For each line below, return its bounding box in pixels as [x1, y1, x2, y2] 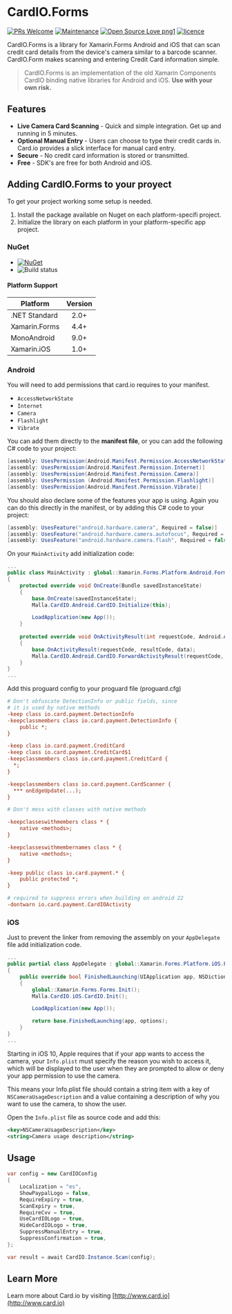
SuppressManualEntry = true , [19, 1228, 104, 1236]
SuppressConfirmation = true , [19, 1235, 107, 1242]
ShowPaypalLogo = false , [19, 1189, 91, 1196]
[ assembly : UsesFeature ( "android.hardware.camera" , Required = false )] [7, 524, 217, 531]
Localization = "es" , [19, 1183, 81, 1191]
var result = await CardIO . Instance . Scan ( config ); [7, 1254, 156, 1261]
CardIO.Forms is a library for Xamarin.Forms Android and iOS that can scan [7, 40, 221, 48]
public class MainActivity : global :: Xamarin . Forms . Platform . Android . [7, 569, 215, 577]
